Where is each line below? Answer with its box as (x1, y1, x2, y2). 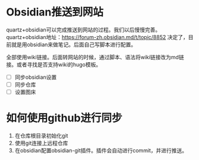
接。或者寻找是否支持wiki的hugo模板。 (6, 60, 102, 68)
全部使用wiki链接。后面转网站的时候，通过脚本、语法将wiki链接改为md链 (6, 53, 184, 60)
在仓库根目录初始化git (14, 132, 68, 139)
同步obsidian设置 (14, 73, 57, 81)
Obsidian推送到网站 (6, 5, 104, 19)
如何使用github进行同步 (6, 111, 123, 125)
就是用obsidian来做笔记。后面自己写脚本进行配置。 (11, 41, 137, 48)
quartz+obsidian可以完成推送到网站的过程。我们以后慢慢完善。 (6, 26, 161, 33)
